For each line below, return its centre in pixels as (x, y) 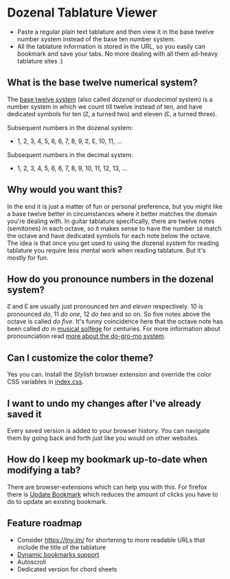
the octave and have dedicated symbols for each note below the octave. (109, 235)
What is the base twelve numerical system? (102, 83)
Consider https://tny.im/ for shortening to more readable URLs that (111, 540)
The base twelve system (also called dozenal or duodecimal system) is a (110, 99)
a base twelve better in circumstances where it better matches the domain (112, 213)
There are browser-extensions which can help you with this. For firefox (107, 487)
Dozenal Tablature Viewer (82, 13)
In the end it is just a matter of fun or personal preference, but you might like (115, 206)
